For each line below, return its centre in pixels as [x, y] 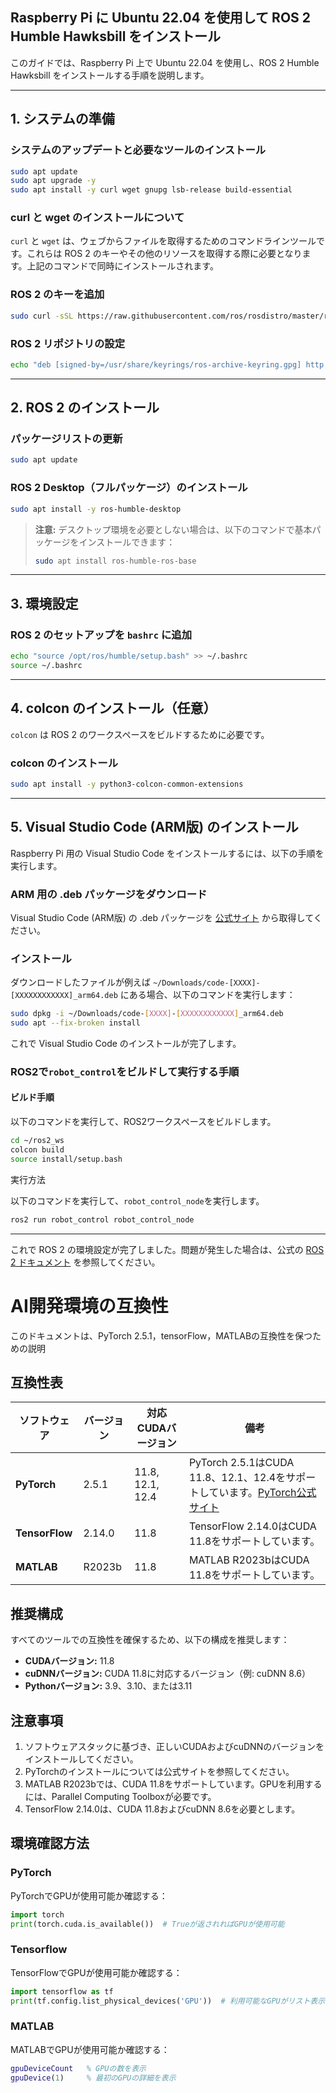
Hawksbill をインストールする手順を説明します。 [110, 75]
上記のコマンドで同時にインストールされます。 [122, 266]
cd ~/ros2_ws [37, 1141]
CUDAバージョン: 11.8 [69, 1661]
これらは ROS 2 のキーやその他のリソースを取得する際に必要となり [164, 254]
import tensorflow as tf [62, 1991]
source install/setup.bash [66, 1159]
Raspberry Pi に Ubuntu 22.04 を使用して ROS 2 [161, 18]
